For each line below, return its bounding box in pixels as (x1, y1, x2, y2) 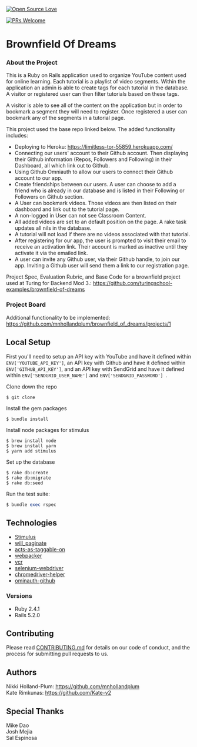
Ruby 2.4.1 (14, 605, 40, 612)
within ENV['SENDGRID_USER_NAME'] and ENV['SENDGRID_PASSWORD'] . (6, 371, 168, 378)
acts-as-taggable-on (14, 546, 66, 553)
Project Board (6, 300, 46, 309)
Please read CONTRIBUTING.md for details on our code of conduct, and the (6, 644, 190, 651)
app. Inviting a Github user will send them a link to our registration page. (14, 262, 189, 269)
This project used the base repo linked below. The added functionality (6, 126, 176, 133)
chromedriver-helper (14, 571, 66, 578)
